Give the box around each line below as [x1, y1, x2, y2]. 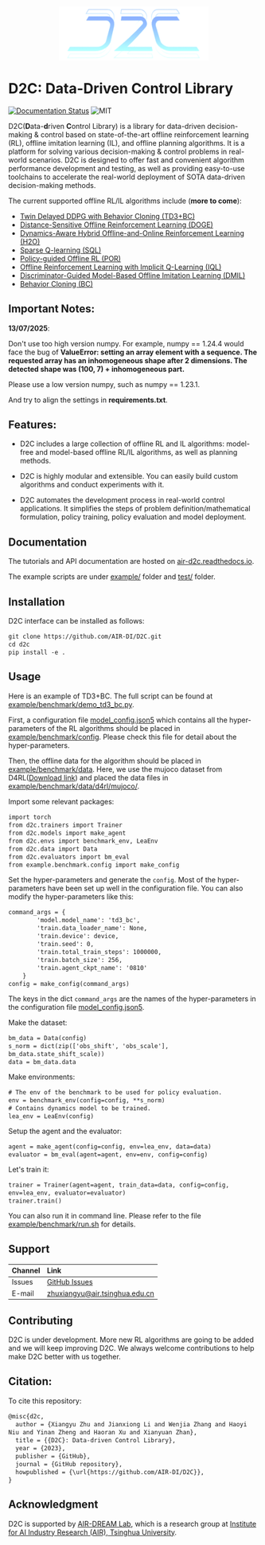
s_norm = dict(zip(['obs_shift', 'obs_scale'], [8, 1042, 170, 1050]
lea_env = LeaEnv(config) [8, 1112, 94, 1121]
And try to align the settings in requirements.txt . [8, 395, 169, 405]
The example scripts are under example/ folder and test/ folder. [8, 572, 216, 581]
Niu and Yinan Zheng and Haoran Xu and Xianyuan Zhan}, [8, 1428, 197, 1436]
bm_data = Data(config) [8, 1034, 88, 1042]
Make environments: [8, 1072, 76, 1081]
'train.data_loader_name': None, [37, 924, 148, 932]
